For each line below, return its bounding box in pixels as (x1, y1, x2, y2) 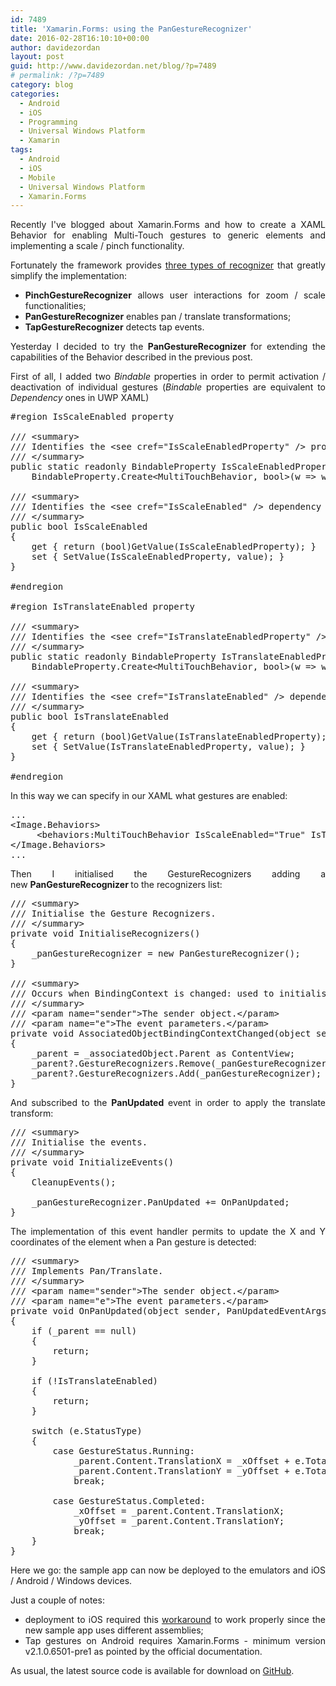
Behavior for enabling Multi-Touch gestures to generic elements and (10, 229, 326, 241)
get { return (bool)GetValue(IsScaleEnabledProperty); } (31, 541, 317, 553)
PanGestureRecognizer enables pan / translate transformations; (24, 311, 292, 323)
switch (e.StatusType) (31, 1426, 143, 1437)
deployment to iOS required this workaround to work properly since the (24, 1614, 326, 1626)
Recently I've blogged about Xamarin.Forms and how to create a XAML (10, 219, 326, 231)
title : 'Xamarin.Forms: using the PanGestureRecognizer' (10, 24, 253, 34)
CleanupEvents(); (31, 1177, 117, 1188)
